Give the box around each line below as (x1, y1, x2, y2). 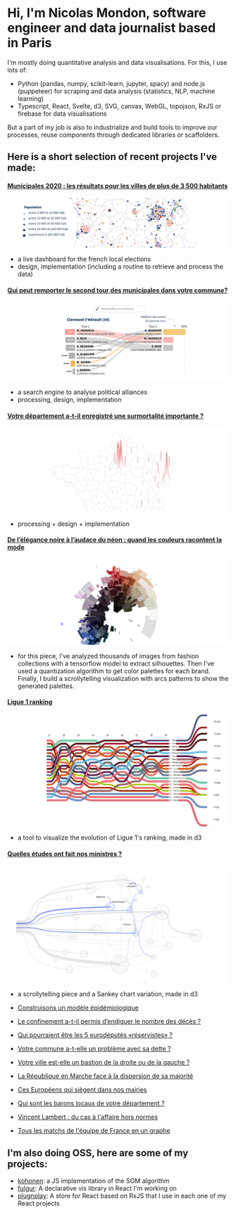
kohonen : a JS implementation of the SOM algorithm (17, 1177, 170, 1185)
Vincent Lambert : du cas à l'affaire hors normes (17, 1112, 159, 1122)
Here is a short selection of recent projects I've (7, 151, 217, 163)
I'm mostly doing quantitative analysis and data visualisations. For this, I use (7, 58, 228, 66)
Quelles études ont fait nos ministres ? (7, 850, 123, 858)
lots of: (7, 66, 28, 74)
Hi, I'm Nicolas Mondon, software (7, 5, 206, 21)
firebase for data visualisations (17, 109, 107, 118)
